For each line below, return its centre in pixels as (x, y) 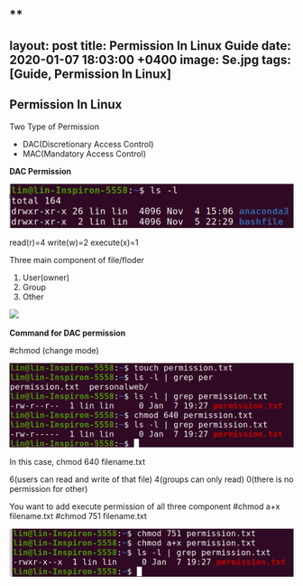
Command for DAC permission (68, 333)
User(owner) (46, 278)
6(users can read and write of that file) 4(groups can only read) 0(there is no (151, 479)
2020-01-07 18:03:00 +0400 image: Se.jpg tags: (150, 59)
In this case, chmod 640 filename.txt (78, 462)
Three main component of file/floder (77, 260)
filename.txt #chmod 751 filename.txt (78, 516)
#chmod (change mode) (54, 351)
